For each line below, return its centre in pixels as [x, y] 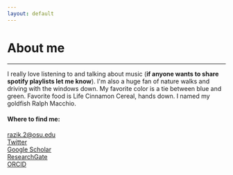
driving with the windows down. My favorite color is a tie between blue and [114, 88]
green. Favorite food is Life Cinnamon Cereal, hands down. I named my [109, 96]
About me [36, 48]
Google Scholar [29, 149]
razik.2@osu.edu [32, 134]
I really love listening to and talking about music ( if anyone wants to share [113, 74]
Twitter [17, 142]
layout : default [31, 14]
